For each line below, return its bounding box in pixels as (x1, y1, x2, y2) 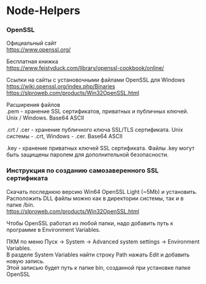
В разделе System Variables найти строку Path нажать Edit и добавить (6, 251, 190, 258)
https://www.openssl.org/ (6, 46, 71, 53)
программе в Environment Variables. (6, 226, 101, 233)
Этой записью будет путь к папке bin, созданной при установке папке (6, 264, 191, 271)
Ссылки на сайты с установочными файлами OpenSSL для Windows (6, 76, 185, 83)
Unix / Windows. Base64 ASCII (6, 114, 85, 121)
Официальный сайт (6, 39, 57, 47)
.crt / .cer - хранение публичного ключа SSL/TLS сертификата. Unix (6, 126, 183, 134)
